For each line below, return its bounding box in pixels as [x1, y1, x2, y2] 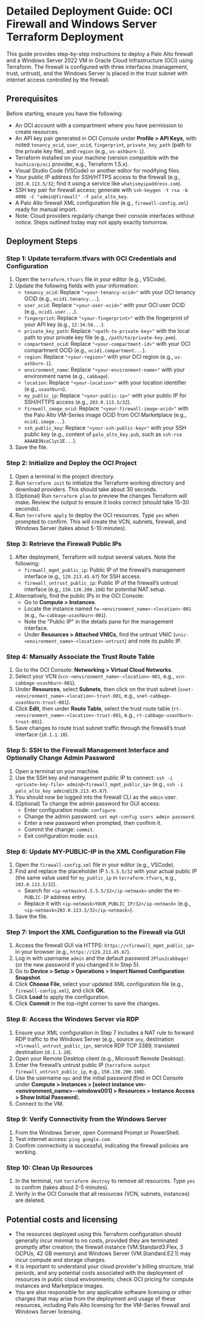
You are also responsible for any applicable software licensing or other [15, 1288, 192, 1295]
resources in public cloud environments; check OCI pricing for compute [15, 1275, 194, 1283]
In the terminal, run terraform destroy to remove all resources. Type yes [15, 1178, 196, 1185]
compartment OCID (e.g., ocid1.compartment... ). [24, 347, 147, 354]
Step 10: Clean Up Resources [6, 1163, 93, 1171]
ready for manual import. [15, 205, 78, 213]
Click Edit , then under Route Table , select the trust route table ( [15, 705, 174, 712]
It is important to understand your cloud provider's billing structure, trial [15, 1263, 194, 1270]
